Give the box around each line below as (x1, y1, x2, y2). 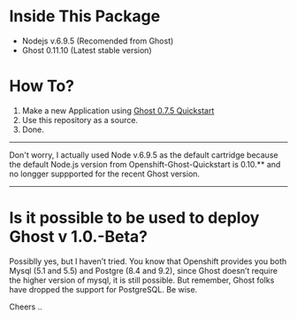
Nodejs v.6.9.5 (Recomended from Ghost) (21, 35, 174, 46)
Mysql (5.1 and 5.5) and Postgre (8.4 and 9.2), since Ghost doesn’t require (9, 265, 278, 276)
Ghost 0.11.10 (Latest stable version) (21, 44, 152, 55)
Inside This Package (9, 6, 161, 27)
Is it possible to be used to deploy (9, 208, 260, 228)
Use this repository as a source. (21, 114, 139, 125)
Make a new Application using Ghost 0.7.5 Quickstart (21, 105, 215, 116)
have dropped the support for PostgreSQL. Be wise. (9, 284, 198, 294)
